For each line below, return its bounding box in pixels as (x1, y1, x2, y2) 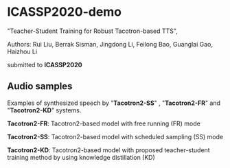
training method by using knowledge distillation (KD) (7, 153, 156, 161)
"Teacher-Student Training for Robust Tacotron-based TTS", (7, 27, 179, 35)
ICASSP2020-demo (7, 4, 122, 20)
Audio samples (7, 80, 73, 93)
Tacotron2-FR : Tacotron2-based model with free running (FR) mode (7, 119, 200, 128)
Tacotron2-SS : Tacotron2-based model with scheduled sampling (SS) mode (7, 132, 224, 141)
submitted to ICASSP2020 (7, 60, 82, 69)
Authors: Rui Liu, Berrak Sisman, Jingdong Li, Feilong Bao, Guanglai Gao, (7, 40, 213, 48)
